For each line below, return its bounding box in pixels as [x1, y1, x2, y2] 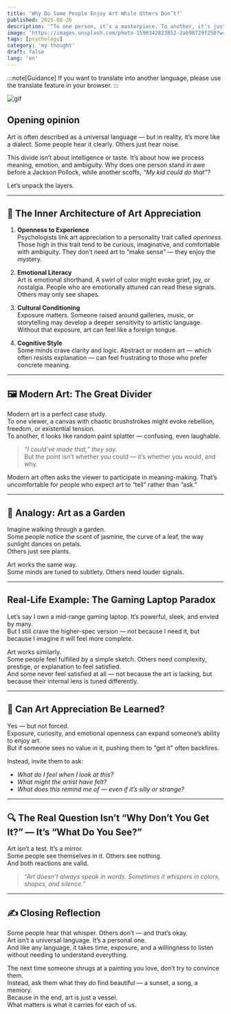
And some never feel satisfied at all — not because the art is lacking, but [7, 669, 212, 678]
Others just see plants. [7, 547, 71, 555]
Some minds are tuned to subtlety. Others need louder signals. [7, 568, 184, 575]
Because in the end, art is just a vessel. [7, 993, 118, 1002]
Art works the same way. [7, 560, 78, 569]
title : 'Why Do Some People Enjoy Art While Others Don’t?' [7, 10, 184, 17]
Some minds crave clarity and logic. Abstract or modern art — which [16, 346, 212, 355]
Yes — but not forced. [7, 721, 69, 730]
